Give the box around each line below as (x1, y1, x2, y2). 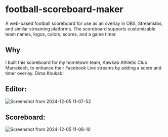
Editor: (5, 85, 27, 93)
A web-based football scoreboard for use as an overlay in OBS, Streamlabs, (5, 20, 163, 26)
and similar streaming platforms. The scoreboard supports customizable (5, 25, 156, 31)
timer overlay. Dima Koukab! (5, 70, 64, 76)
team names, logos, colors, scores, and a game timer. (5, 31, 117, 37)
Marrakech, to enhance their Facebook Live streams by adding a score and (5, 64, 162, 71)
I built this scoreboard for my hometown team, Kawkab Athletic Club (5, 59, 148, 65)
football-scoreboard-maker (5, 4, 123, 15)
